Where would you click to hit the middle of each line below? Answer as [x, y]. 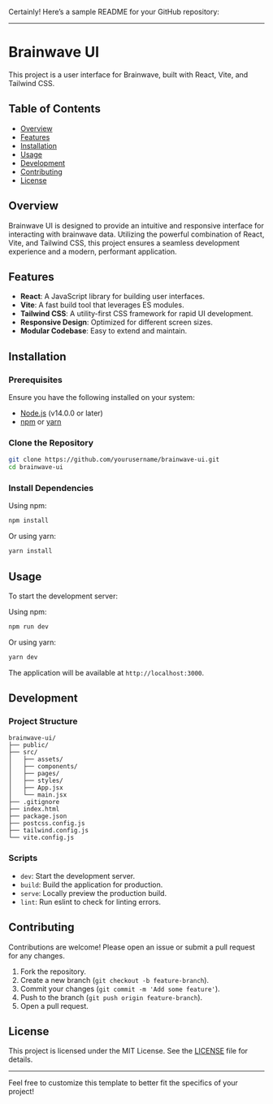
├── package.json [38, 816]
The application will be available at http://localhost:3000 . [106, 672]
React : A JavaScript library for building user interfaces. [113, 297]
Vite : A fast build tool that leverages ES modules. [102, 305]
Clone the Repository [51, 442]
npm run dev [28, 626]
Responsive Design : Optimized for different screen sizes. [117, 322]
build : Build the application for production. [91, 885]
